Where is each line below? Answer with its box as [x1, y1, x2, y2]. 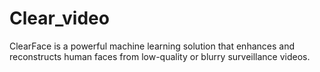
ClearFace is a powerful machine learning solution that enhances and [9, 40, 295, 52]
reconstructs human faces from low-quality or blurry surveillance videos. [9, 50, 311, 62]
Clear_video [9, 7, 110, 30]
